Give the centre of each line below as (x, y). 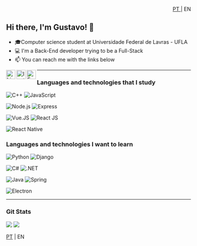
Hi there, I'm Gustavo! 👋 (50, 27)
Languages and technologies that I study (96, 82)
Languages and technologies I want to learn (69, 145)
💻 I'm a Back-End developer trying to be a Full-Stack (79, 50)
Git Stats (18, 212)
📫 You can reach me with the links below (65, 59)
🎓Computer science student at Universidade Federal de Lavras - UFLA (101, 42)
